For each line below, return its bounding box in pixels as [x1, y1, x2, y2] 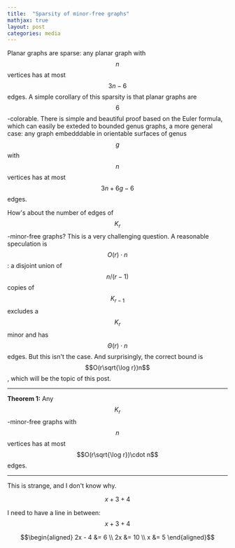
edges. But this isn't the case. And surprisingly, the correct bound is [7, 352, 204, 360]
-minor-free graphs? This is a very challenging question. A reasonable [7, 232, 210, 241]
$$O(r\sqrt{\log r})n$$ [85, 363, 150, 372]
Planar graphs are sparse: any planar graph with [7, 49, 146, 57]
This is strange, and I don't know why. [7, 482, 117, 490]
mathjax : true [7, 17, 49, 24]
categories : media [7, 29, 61, 37]
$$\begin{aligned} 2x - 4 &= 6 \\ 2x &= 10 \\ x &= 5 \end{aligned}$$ [20, 533, 215, 542]
